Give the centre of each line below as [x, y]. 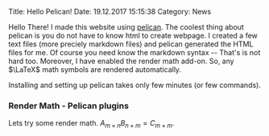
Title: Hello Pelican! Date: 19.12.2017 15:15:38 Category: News [110, 12]
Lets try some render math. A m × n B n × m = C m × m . [91, 124]
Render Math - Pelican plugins [68, 106]
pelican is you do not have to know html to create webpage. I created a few [133, 36]
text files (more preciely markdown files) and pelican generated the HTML [131, 44]
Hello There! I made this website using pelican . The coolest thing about [126, 27]
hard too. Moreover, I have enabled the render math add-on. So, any [122, 61]
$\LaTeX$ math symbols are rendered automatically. [95, 70]
